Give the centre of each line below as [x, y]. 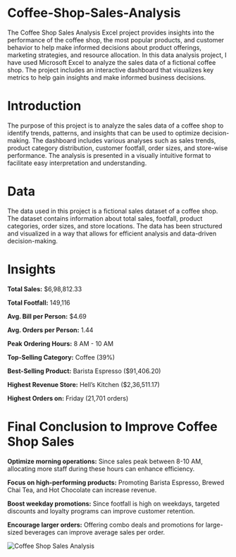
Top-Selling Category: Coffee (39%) [61, 357]
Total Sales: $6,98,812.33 [45, 289]
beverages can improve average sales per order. [95, 532]
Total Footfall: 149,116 [39, 302]
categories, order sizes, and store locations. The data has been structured [115, 226]
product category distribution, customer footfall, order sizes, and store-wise [118, 148]
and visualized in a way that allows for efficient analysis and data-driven [112, 233]
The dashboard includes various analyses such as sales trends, [124, 140]
